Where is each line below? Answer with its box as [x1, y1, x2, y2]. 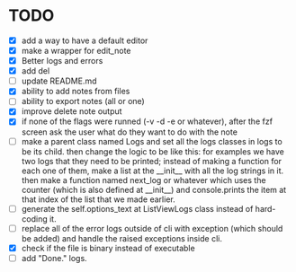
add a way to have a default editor [21, 35, 148, 46]
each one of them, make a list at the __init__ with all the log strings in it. [21, 165, 284, 176]
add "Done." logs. [21, 252, 87, 263]
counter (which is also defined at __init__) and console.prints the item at [21, 184, 287, 195]
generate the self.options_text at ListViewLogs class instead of [21, 203, 254, 214]
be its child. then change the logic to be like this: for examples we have [21, 145, 284, 157]
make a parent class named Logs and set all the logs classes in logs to [21, 136, 283, 146]
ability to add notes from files [21, 86, 130, 97]
